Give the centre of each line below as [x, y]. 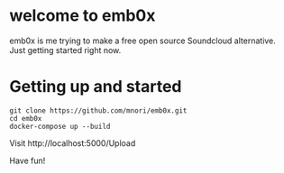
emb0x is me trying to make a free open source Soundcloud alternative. [143, 41]
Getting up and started [96, 87]
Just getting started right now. [65, 50]
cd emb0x [26, 118]
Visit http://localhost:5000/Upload [73, 143]
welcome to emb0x [82, 16]
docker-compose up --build [60, 126]
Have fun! [27, 160]
